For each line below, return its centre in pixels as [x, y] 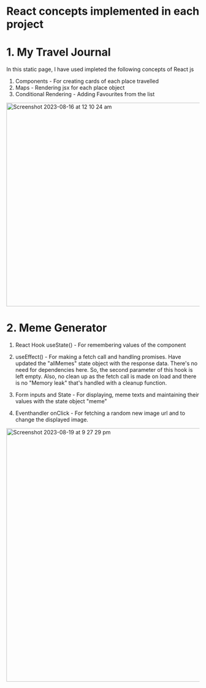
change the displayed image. [52, 420]
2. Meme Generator [57, 328]
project [25, 24]
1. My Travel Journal [59, 52]
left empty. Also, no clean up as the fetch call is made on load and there [106, 376]
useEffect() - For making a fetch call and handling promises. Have [98, 357]
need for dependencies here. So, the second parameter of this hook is [104, 370]
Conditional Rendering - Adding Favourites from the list [85, 94]
